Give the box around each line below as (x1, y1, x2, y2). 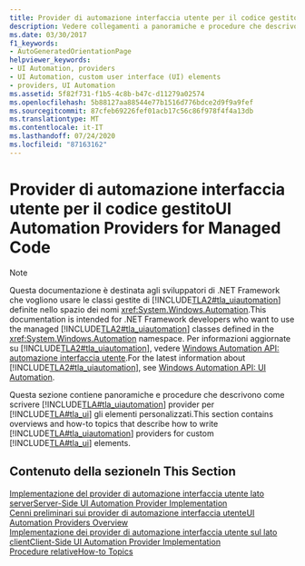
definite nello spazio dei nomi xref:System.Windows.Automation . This (9, 303, 267, 314)
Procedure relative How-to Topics (9, 546, 133, 557)
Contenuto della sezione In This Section (9, 464, 236, 480)
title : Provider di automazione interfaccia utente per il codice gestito (9, 13, 299, 23)
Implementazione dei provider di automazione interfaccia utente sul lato (9, 526, 278, 537)
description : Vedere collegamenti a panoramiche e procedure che (9, 22, 261, 31)
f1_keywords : (9, 38, 59, 48)
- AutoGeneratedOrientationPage (9, 47, 132, 56)
